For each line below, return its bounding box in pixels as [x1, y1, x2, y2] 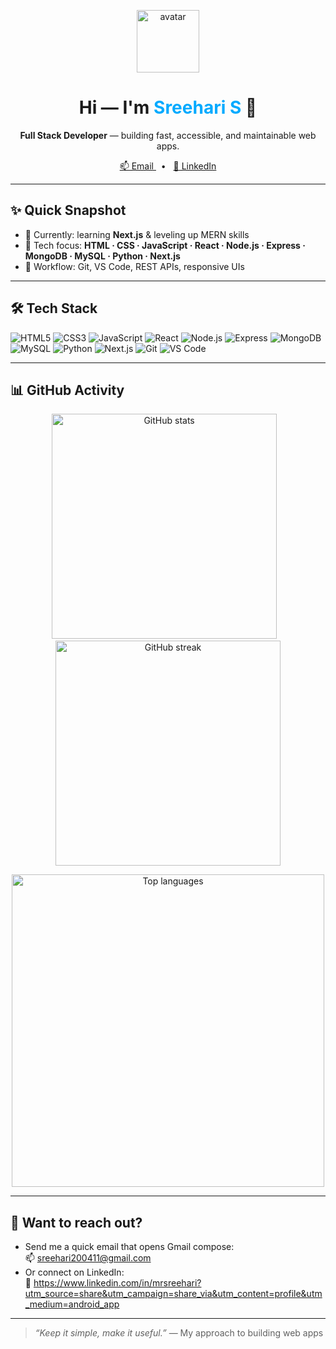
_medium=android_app [24, 1298, 120, 1310]
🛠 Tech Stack [10, 300, 98, 317]
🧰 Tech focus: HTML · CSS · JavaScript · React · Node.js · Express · [24, 239, 306, 251]
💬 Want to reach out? [10, 1214, 143, 1231]
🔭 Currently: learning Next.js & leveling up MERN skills [24, 228, 250, 240]
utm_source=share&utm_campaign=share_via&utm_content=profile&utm [24, 1288, 323, 1300]
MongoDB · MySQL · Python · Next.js [24, 250, 181, 262]
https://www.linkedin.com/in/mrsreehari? [33, 1277, 202, 1289]
